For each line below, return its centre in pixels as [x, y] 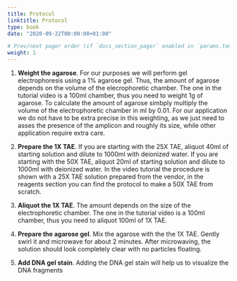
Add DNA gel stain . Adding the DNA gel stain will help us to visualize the [123, 263]
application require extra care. [61, 133]
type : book [23, 27]
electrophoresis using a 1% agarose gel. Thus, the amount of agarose [119, 80]
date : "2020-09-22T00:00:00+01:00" [60, 34]
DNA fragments [40, 270]
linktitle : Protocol [38, 20]
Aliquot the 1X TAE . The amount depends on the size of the [104, 205]
